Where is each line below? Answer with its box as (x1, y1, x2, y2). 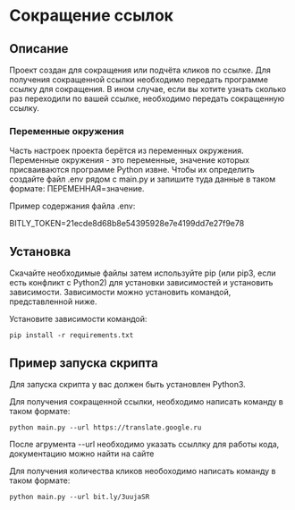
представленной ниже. (9, 296, 97, 307)
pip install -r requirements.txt (9, 331, 134, 340)
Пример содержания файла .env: (9, 200, 136, 211)
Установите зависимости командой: (9, 314, 147, 325)
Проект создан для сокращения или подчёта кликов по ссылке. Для (9, 64, 271, 75)
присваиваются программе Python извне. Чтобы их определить (9, 165, 255, 175)
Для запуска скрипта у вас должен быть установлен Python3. (9, 378, 246, 389)
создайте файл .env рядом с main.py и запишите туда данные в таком (9, 174, 276, 184)
